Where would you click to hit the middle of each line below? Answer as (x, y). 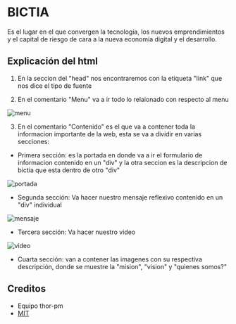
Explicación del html (53, 61)
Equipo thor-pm (40, 306)
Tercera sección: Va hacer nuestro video (76, 232)
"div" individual (39, 205)
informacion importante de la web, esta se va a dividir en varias (110, 134)
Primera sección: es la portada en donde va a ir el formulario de (110, 155)
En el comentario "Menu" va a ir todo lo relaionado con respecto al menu (123, 99)
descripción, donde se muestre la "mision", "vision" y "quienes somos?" (122, 266)
